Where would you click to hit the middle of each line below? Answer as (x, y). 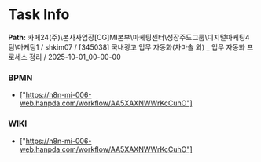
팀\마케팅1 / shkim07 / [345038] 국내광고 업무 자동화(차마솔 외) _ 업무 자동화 (127, 47)
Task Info (39, 15)
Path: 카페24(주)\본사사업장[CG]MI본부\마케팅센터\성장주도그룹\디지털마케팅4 (129, 37)
